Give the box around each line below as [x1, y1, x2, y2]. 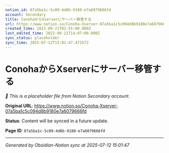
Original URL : [5, 103, 34, 109]
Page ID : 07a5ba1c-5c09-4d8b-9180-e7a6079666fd [5, 127, 106, 133]
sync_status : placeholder [5, 36, 59, 41]
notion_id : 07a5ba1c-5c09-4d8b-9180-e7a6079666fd [5, 7, 112, 13]
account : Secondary [5, 12, 46, 17]
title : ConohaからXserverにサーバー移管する [5, 17, 92, 22]
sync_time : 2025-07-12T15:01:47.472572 [5, 40, 89, 45]
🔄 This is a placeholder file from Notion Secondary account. [5, 93, 130, 99]
